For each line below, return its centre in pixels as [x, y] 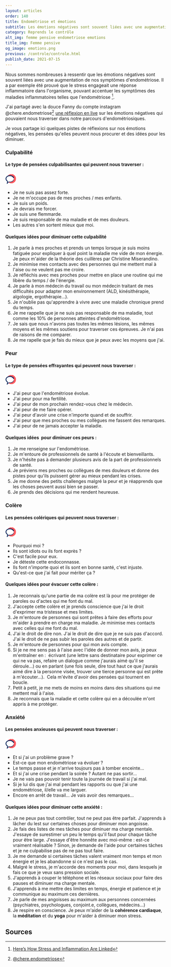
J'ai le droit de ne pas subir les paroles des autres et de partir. [78, 639]
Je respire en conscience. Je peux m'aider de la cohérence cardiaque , [87, 910]
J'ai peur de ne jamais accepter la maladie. [58, 426]
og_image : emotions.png [31, 48]
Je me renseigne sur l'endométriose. [51, 449]
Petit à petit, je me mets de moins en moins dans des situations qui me [86, 688]
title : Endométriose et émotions [41, 21]
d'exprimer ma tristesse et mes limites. [53, 612]
